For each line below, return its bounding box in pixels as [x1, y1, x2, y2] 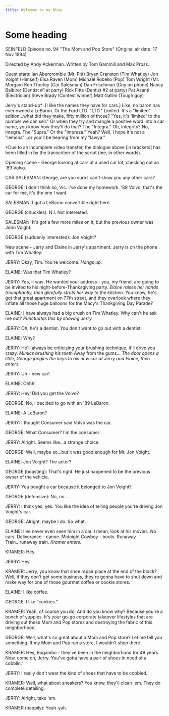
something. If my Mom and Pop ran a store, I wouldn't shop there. [5, 640, 142, 646]
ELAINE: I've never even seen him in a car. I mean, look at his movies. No [5, 528, 156, 534]
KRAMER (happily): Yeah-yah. [5, 704, 67, 710]
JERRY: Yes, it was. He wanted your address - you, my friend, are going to [5, 278, 159, 284]
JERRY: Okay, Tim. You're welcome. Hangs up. [5, 259, 102, 265]
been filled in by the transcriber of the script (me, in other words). [5, 150, 142, 156]
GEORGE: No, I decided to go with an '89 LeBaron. [5, 400, 110, 406]
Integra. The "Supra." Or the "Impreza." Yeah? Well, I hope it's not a [5, 129, 145, 135]
